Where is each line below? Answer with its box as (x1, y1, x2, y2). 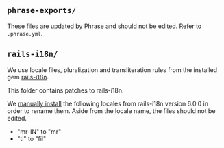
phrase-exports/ (7, 5, 77, 16)
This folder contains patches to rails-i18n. (7, 86, 125, 95)
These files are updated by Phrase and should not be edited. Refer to (7, 22, 202, 30)
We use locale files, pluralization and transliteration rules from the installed (7, 65, 218, 74)
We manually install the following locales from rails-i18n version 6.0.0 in (7, 99, 209, 108)
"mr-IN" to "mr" (16, 127, 62, 136)
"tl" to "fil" (16, 134, 47, 143)
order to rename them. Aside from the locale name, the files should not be (7, 106, 216, 115)
